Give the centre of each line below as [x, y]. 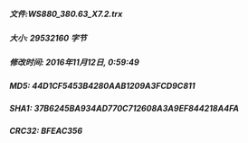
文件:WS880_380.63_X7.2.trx [66, 13]
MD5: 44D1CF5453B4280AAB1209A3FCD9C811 [103, 85]
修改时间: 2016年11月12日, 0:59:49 [75, 62]
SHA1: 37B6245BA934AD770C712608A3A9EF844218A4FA [124, 109]
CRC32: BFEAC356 [46, 131]
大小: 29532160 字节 [48, 38]
